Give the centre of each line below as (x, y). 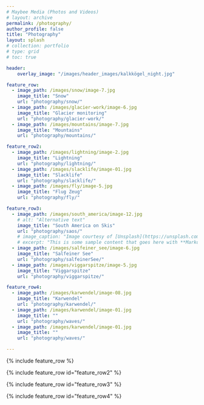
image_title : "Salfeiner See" (56, 254)
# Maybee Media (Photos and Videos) (53, 12)
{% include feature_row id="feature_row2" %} (64, 372)
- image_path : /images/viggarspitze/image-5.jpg (74, 265)
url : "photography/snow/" (50, 102)
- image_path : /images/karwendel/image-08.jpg (72, 293)
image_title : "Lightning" (50, 158)
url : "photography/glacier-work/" (61, 119)
